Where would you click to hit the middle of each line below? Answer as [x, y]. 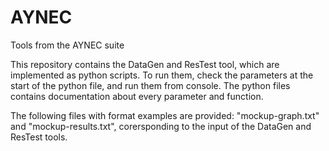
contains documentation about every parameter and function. [137, 96]
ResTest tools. [39, 137]
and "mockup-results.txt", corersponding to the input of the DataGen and [161, 126]
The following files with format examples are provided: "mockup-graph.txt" [165, 115]
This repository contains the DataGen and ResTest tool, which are [145, 64]
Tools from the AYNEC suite [67, 45]
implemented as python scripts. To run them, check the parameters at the [162, 75]
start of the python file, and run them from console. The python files [150, 85]
